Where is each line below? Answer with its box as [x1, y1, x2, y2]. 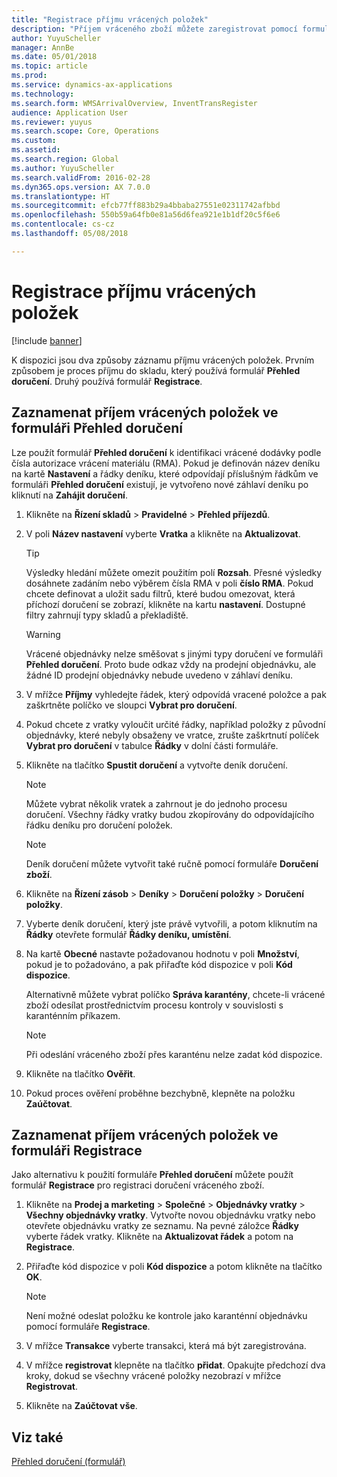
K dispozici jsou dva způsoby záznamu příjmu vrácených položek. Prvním [11, 354, 315, 366]
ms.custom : [11, 136, 57, 146]
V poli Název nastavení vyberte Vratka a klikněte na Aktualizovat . [25, 527, 301, 540]
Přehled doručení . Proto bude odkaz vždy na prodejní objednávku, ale [25, 658, 317, 670]
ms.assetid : [11, 145, 61, 155]
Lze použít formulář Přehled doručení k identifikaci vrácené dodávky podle [11, 446, 322, 458]
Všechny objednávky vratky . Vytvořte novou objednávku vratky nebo [25, 1209, 316, 1221]
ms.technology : [11, 89, 75, 99]
